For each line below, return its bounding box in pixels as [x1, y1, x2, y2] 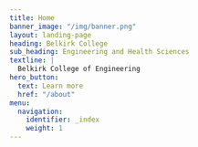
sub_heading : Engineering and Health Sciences [9, 47, 190, 57]
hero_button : [9, 73, 59, 82]
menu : [9, 98, 30, 108]
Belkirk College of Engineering [17, 65, 141, 74]
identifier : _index [26, 115, 100, 124]
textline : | [9, 56, 55, 65]
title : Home [9, 13, 55, 23]
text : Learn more [17, 81, 84, 90]
